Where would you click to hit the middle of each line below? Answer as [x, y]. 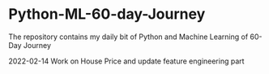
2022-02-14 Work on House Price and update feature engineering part [126, 61]
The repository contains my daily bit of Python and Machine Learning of [128, 37]
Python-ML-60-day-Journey [107, 14]
